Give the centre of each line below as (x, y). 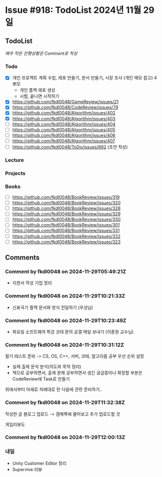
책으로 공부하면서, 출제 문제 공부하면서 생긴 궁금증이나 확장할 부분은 (77, 373)
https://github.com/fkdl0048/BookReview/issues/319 (66, 197)
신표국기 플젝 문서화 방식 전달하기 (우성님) (53, 307)
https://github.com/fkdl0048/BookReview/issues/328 (66, 208)
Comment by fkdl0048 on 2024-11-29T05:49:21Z (66, 272)
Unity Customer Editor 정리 (39, 463)
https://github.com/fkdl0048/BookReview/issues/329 (66, 214)
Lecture (15, 160)
